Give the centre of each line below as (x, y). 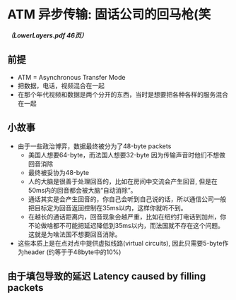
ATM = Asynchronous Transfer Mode (71, 77)
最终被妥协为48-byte (59, 172)
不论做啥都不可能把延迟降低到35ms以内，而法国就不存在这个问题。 (126, 225)
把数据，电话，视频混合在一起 (61, 85)
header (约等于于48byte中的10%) (72, 252)
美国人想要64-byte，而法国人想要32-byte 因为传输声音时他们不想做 (127, 155)
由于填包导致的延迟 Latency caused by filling (107, 276)
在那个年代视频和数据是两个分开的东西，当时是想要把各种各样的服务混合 (123, 94)
